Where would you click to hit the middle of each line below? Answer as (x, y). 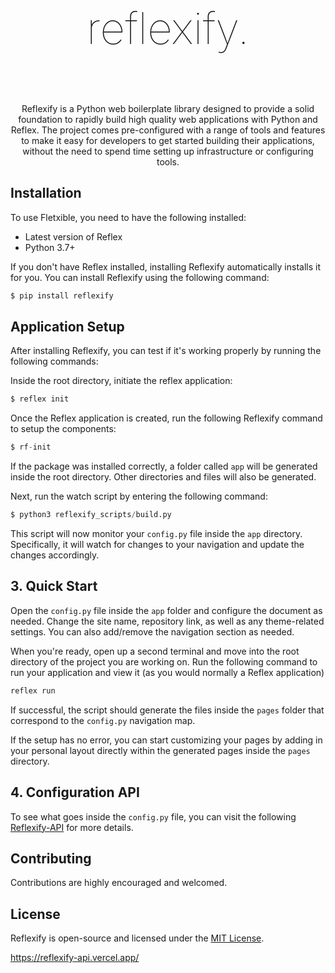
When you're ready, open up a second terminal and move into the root (155, 651)
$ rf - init (31, 447)
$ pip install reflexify (62, 295)
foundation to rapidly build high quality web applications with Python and (168, 119)
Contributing (51, 858)
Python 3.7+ (50, 247)
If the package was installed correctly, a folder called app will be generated (164, 466)
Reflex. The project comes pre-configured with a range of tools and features (168, 130)
